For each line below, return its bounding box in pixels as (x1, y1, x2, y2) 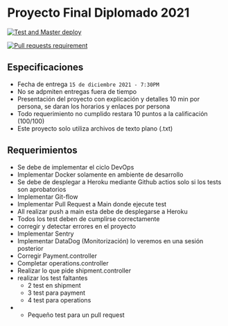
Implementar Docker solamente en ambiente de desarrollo (17, 170, 184, 179)
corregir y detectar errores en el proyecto (17, 222, 137, 230)
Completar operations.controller (17, 259, 109, 267)
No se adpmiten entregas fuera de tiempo (17, 87, 137, 95)
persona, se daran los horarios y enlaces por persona (17, 102, 170, 111)
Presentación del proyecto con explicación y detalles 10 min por (17, 95, 200, 103)
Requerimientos (7, 145, 78, 156)
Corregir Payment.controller (17, 252, 97, 260)
